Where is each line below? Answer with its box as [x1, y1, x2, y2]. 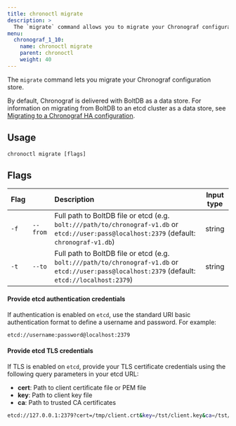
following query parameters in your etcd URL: [7, 370, 139, 378]
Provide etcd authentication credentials [7, 295, 126, 303]
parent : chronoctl [20, 50, 74, 57]
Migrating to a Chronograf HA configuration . [7, 111, 136, 120]
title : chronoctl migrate [7, 10, 83, 18]
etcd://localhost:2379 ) [54, 275, 133, 285]
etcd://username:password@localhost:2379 [7, 331, 131, 338]
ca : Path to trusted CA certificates [17, 398, 117, 406]
